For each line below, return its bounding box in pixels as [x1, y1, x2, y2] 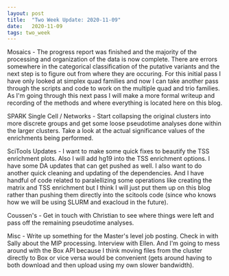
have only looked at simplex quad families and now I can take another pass [7, 77, 219, 86]
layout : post [7, 10, 45, 17]
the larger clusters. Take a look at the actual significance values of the [7, 127, 206, 135]
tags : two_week [7, 29, 51, 36]
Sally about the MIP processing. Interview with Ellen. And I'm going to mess [7, 239, 221, 247]
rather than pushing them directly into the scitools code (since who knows [7, 191, 217, 199]
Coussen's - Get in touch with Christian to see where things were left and [7, 212, 215, 220]
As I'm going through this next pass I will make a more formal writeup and [7, 92, 215, 100]
